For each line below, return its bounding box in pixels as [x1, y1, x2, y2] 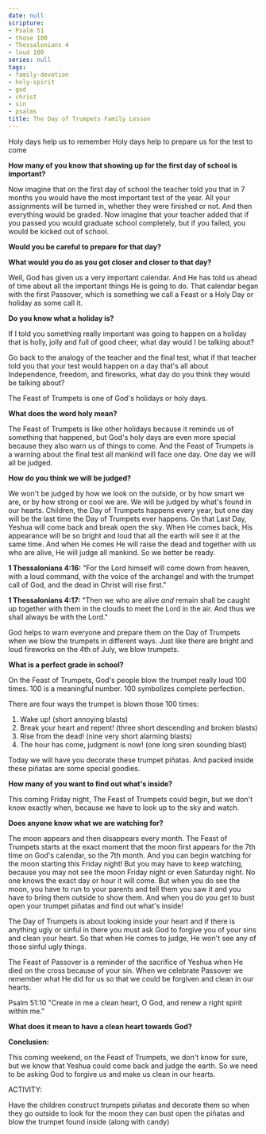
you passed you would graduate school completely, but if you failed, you [8, 218, 246, 227]
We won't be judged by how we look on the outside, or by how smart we [8, 488, 245, 498]
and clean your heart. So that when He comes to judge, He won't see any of [8, 933, 256, 943]
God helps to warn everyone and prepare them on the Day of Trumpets [8, 627, 241, 637]
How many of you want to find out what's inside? [8, 779, 173, 789]
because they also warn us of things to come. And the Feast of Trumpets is [8, 441, 254, 450]
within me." [8, 1006, 45, 1016]
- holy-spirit [8, 78, 56, 86]
